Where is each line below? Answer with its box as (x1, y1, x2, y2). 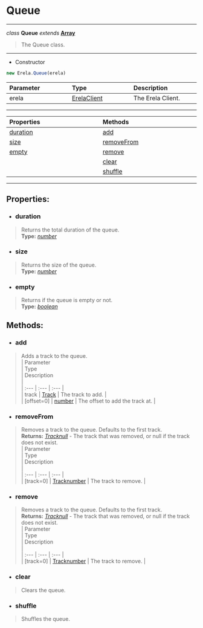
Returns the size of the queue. (21, 261, 97, 268)
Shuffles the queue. (21, 615, 71, 623)
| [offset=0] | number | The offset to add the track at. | (21, 397, 156, 404)
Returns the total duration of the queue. (21, 226, 120, 233)
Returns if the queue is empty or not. (21, 297, 113, 304)
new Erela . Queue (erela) (6, 70, 66, 76)
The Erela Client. (133, 94, 180, 102)
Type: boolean (21, 303, 59, 310)
